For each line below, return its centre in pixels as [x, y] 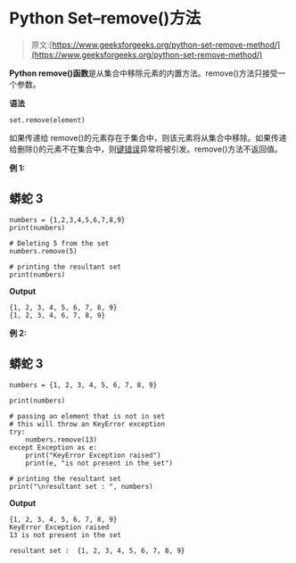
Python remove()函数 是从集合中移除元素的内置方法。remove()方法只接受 [144, 73]
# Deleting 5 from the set [59, 243]
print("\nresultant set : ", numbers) [81, 486]
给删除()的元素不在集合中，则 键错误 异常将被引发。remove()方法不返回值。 [146, 149]
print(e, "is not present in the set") [99, 463]
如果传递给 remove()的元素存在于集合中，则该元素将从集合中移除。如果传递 [148, 137]
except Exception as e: [53, 447]
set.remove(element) [48, 120]
